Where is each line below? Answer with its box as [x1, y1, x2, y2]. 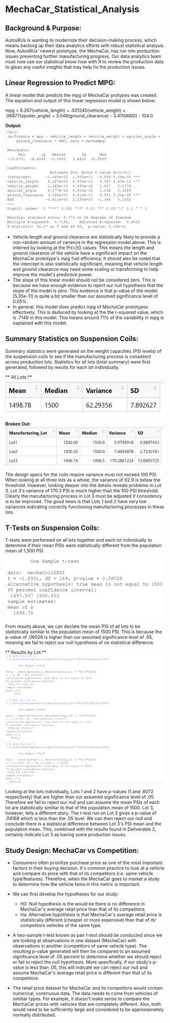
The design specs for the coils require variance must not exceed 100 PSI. [5, 471, 158, 477]
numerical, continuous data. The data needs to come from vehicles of [12, 991, 158, 997]
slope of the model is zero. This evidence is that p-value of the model [12, 288, 158, 294]
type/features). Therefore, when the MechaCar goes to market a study [12, 876, 160, 882]
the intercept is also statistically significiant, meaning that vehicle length [12, 261, 163, 267]
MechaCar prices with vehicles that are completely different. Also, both [12, 1001, 161, 1007]
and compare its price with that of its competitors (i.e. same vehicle [12, 871, 153, 877]
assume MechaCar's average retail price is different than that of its [12, 970, 152, 976]
